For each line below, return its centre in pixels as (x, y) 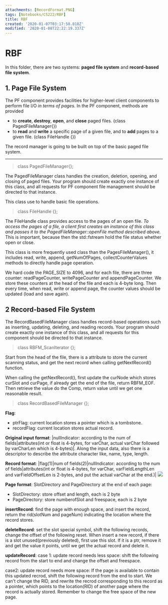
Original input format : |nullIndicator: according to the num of (68, 437)
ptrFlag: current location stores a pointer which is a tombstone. (77, 422)
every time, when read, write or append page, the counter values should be (83, 288)
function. (14, 368)
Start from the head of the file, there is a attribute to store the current (76, 357)
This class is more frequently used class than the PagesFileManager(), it (79, 252)
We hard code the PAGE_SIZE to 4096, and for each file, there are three (79, 272)
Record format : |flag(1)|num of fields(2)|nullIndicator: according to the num (83, 463)
